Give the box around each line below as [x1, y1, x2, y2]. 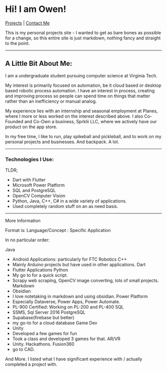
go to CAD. [12, 347, 35, 353]
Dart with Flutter [12, 177, 46, 183]
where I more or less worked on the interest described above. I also [5, 113, 143, 119]
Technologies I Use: [5, 156, 54, 163]
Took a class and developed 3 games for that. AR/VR [12, 336, 121, 342]
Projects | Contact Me [5, 20, 50, 26]
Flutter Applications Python [12, 267, 69, 273]
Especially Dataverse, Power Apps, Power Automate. [12, 299, 120, 305]
